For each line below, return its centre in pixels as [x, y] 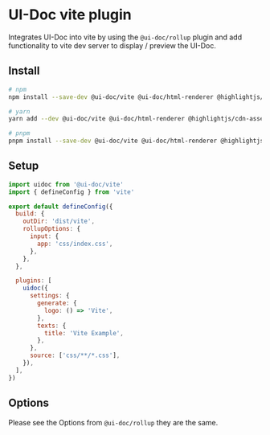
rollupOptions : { [52, 229]
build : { [30, 214]
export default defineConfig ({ [61, 207]
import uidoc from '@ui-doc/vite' [66, 184]
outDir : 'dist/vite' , [59, 222]
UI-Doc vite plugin [70, 15]
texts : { [52, 326]
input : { [44, 236]
